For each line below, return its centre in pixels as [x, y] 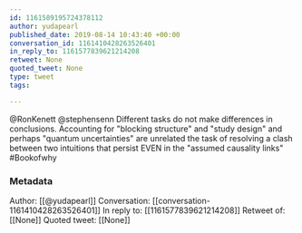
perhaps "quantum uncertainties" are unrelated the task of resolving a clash [151, 138]
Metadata [31, 180]
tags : [19, 85]
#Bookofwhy [33, 157]
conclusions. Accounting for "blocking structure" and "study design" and [146, 129]
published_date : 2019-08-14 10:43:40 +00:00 [95, 34]
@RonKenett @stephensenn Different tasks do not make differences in [141, 119]
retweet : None [36, 60]
